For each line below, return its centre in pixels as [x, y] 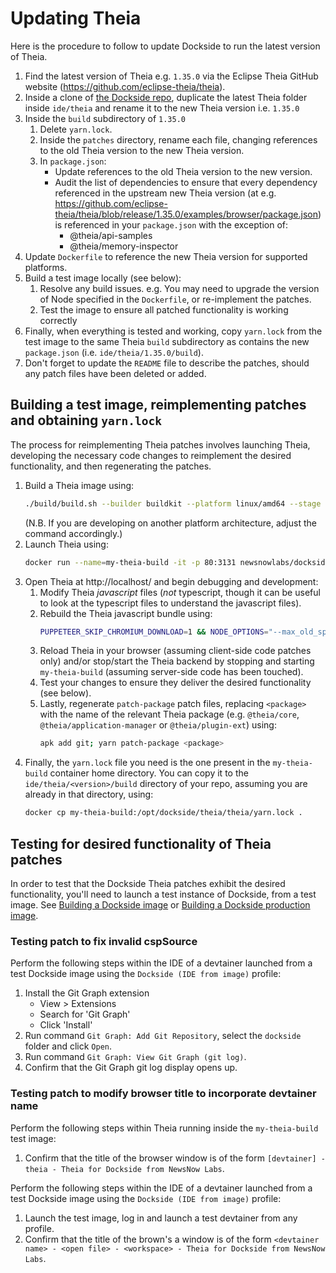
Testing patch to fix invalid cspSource [104, 941]
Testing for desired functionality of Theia [141, 843]
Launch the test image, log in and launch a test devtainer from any [161, 1218]
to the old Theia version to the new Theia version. [142, 150]
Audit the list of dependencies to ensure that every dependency [186, 182]
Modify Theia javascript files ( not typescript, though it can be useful [180, 592]
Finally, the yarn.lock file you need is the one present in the [147, 763]
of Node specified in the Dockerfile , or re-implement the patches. [175, 299]
